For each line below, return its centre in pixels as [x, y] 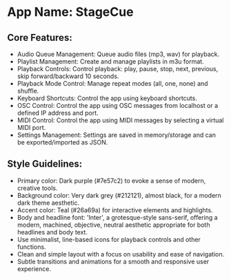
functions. [31, 247]
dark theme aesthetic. [48, 203]
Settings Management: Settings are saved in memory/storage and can [116, 135]
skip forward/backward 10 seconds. [68, 76]
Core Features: [40, 38]
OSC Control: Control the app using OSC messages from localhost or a [118, 105]
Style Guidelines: [45, 164]
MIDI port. [31, 128]
